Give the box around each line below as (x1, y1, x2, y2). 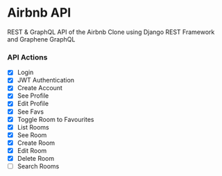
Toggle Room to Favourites (17, 115, 94, 123)
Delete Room (17, 154, 54, 162)
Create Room (17, 139, 55, 147)
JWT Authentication (17, 76, 75, 85)
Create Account (17, 84, 62, 92)
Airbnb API (7, 5, 71, 21)
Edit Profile (17, 99, 49, 108)
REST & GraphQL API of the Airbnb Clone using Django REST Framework (7, 28, 215, 36)
